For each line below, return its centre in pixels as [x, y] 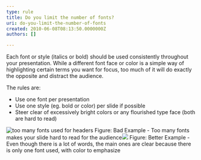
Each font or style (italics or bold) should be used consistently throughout [97, 57]
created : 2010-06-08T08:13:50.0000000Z [56, 29]
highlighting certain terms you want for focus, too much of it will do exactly [99, 69]
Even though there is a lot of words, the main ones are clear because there [99, 144]
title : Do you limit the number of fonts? [60, 18]
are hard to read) [36, 119]
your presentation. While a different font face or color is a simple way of [95, 63]
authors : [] [21, 34]
